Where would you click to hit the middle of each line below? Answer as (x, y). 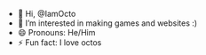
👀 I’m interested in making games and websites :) (107, 23)
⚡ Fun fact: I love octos (59, 43)
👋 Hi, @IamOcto (47, 14)
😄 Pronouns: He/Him (56, 32)
